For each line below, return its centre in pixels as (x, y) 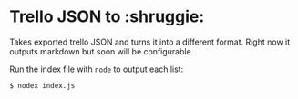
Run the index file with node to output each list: (97, 69)
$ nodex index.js (42, 85)
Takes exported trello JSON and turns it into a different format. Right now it (149, 42)
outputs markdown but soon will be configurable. (102, 51)
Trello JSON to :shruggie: (107, 17)
